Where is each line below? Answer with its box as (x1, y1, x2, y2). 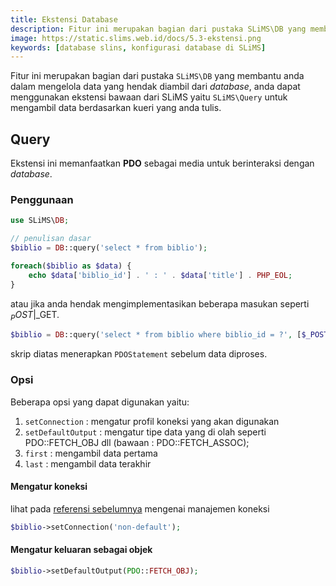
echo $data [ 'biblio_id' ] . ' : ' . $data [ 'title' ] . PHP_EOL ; (28, 270, 293, 280)
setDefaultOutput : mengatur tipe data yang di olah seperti (24, 426, 267, 438)
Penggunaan (10, 192, 74, 206)
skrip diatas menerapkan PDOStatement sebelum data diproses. (10, 348, 268, 360)
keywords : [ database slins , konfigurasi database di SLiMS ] (10, 42, 267, 53)
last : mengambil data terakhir (24, 457, 152, 470)
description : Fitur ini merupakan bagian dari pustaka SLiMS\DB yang (10, 24, 307, 34)
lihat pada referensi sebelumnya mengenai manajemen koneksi (10, 502, 270, 515)
